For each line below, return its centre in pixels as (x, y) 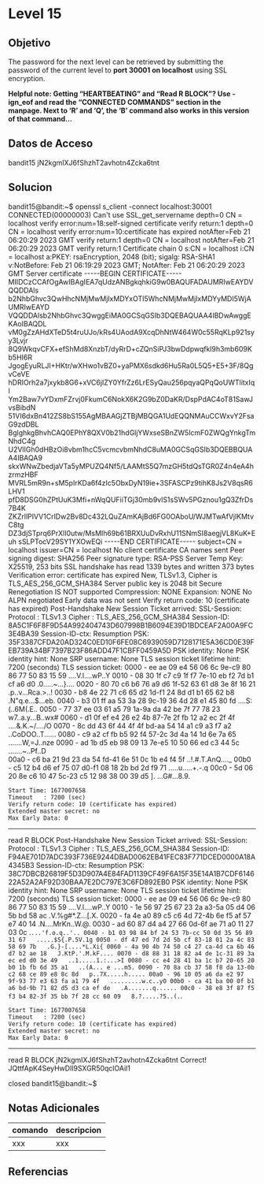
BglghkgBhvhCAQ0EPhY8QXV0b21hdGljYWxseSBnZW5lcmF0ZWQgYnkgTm (132, 432)
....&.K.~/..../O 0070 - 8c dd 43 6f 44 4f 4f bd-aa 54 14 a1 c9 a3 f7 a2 (120, 725)
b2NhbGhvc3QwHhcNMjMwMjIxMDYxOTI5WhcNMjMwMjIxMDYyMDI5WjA (130, 298)
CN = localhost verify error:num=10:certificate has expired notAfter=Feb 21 (129, 231)
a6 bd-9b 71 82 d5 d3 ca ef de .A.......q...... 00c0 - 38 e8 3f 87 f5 (132, 988)
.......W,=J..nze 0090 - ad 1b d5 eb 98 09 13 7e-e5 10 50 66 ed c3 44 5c (124, 743)
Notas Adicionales (54, 1108)
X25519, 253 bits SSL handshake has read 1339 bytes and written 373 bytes (131, 566)
